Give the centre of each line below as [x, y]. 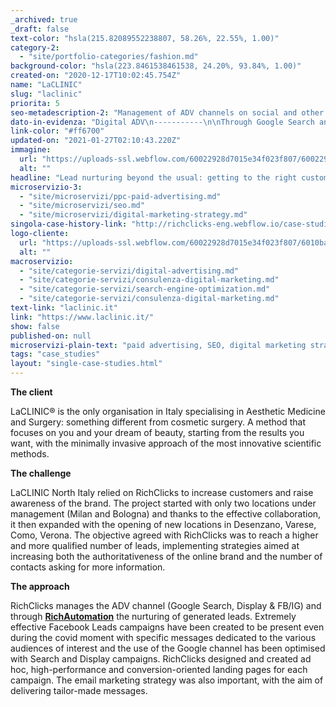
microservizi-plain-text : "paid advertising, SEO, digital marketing [158, 345]
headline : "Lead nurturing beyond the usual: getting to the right [154, 177]
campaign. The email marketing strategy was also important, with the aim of [167, 680]
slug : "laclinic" [46, 94]
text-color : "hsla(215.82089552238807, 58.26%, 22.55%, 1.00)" [145, 38]
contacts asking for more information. [88, 567]
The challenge [41, 473]
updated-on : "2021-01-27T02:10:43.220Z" [96, 141]
